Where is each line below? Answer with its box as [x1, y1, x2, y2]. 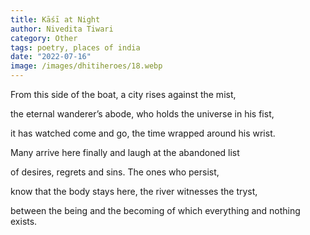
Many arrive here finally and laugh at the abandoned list [10, 147, 240, 158]
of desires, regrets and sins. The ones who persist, [10, 166, 220, 178]
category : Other [10, 33, 78, 43]
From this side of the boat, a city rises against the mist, [10, 89, 237, 100]
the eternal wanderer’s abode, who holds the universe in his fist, [10, 108, 275, 120]
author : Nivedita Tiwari [10, 24, 114, 34]
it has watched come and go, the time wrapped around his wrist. [10, 127, 276, 139]
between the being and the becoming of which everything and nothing [10, 205, 301, 216]
